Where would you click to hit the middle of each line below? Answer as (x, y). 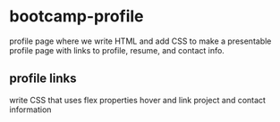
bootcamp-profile (77, 16)
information (30, 110)
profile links (43, 79)
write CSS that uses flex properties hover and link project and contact (138, 100)
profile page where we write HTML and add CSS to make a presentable (140, 41)
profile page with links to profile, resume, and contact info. (117, 50)
